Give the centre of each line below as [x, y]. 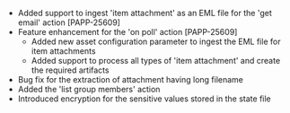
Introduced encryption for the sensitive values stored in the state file [144, 99]
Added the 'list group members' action [89, 89]
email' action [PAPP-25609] [69, 22]
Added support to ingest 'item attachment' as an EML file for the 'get [145, 13]
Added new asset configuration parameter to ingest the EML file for [156, 41]
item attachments [63, 51]
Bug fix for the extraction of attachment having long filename [131, 79]
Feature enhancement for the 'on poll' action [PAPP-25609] [127, 32]
